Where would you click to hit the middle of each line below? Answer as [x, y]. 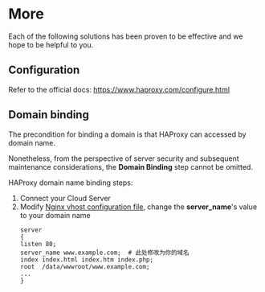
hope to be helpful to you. [51, 44]
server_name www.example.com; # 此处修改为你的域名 [104, 253]
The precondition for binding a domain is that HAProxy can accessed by [127, 134]
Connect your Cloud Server [65, 198]
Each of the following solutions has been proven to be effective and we [126, 36]
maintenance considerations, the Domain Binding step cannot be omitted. [130, 167]
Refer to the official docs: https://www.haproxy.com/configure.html [119, 89]
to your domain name [55, 215]
